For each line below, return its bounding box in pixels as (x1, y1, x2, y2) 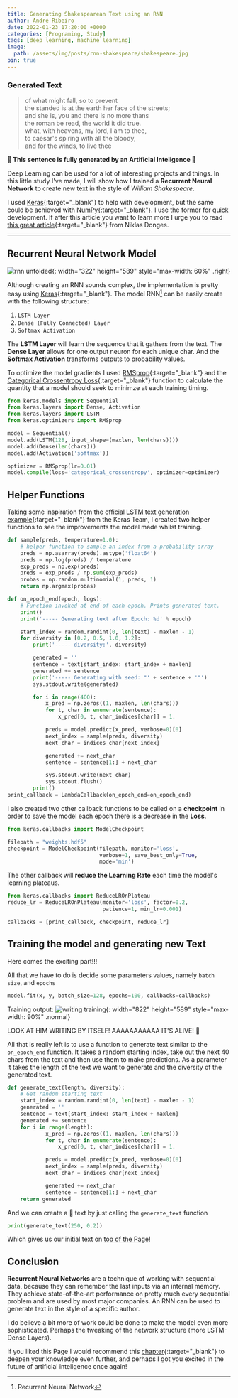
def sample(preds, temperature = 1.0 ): (7, 537, 119, 544)
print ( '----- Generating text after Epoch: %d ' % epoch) (20, 615, 192, 623)
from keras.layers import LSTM (7, 410, 100, 418)
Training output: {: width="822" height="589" (7, 1005, 191, 1013)
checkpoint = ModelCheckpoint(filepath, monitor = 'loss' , (7, 845, 179, 852)
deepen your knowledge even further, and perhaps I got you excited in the (7, 1355, 225, 1363)
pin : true (7, 57, 37, 64)
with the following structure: (7, 296, 89, 306)
